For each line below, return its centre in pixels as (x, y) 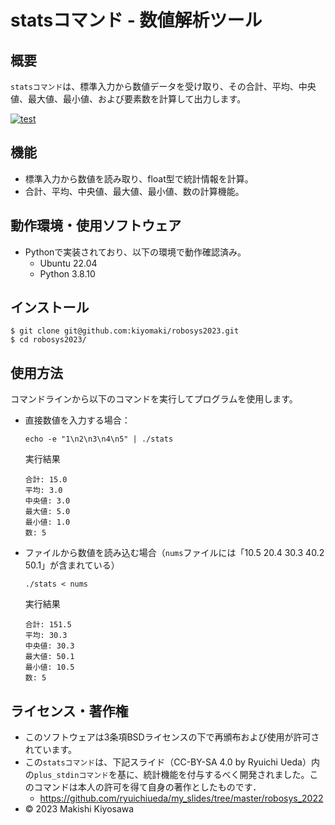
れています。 (50, 750)
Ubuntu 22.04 (68, 263)
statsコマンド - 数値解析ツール (136, 20)
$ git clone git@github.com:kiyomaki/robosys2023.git (125, 331)
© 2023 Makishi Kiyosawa (79, 809)
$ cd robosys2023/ (48, 340)
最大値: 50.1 (49, 657)
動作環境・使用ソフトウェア (96, 226)
